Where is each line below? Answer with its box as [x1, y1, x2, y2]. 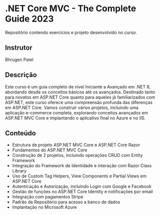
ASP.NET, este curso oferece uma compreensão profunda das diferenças [5, 99, 153, 105]
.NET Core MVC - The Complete [5, 3, 137, 14]
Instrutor [5, 43, 33, 52]
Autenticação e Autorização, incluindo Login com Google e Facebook [12, 184, 152, 190]
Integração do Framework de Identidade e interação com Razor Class [12, 163, 152, 169]
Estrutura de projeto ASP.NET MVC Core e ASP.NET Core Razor [12, 142, 140, 148]
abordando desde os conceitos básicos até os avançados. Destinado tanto [5, 89, 155, 95]
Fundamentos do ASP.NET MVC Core [12, 147, 88, 153]
